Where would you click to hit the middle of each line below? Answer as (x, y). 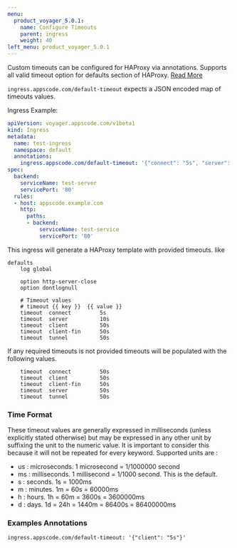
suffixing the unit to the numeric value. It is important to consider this (109, 445)
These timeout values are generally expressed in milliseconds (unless (109, 430)
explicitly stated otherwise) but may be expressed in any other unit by (110, 438)
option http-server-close (59, 281)
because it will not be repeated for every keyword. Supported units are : (113, 453)
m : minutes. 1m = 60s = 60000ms (68, 489)
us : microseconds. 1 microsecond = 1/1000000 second (99, 467)
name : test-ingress (43, 143)
